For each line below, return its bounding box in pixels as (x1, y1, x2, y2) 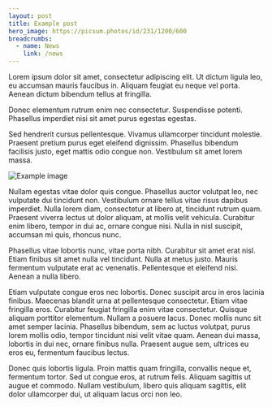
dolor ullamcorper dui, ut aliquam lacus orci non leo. (8, 389, 183, 399)
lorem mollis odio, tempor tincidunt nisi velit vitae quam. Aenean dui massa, (8, 331, 261, 340)
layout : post (8, 11, 53, 20)
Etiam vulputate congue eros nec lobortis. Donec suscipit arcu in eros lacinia (8, 288, 265, 297)
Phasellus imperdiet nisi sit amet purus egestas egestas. (8, 114, 196, 123)
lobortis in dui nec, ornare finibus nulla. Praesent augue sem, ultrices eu (8, 339, 249, 349)
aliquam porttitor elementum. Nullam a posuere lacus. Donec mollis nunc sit (8, 314, 261, 323)
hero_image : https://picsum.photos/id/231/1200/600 (8, 27, 187, 35)
